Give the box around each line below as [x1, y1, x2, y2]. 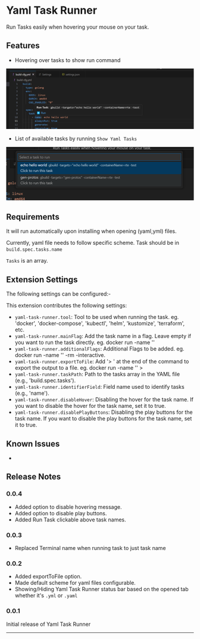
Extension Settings [6, 274, 78, 284]
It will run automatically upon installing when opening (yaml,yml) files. [6, 228, 177, 235]
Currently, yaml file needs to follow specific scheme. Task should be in [6, 239, 180, 247]
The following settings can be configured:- [6, 290, 111, 297]
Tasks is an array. [6, 257, 49, 265]
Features [6, 41, 40, 51]
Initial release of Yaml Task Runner [6, 620, 91, 628]
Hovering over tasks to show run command [14, 56, 121, 63]
